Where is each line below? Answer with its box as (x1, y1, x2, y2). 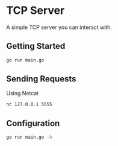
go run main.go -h (6, 134, 52, 141)
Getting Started (6, 41, 66, 51)
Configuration (6, 118, 60, 129)
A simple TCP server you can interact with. (6, 24, 113, 31)
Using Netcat (6, 90, 39, 97)
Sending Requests (6, 74, 76, 84)
